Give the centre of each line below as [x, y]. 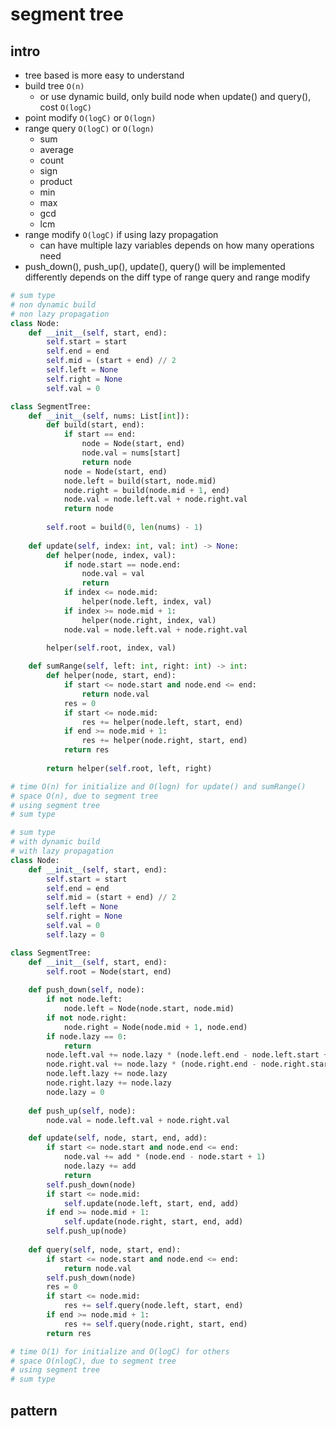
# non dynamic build [53, 304]
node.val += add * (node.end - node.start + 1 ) [165, 1157]
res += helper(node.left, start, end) [162, 722]
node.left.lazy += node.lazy [107, 1074]
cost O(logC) [66, 107]
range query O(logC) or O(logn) [89, 128]
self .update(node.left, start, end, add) [151, 1203]
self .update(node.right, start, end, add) [153, 1222]
